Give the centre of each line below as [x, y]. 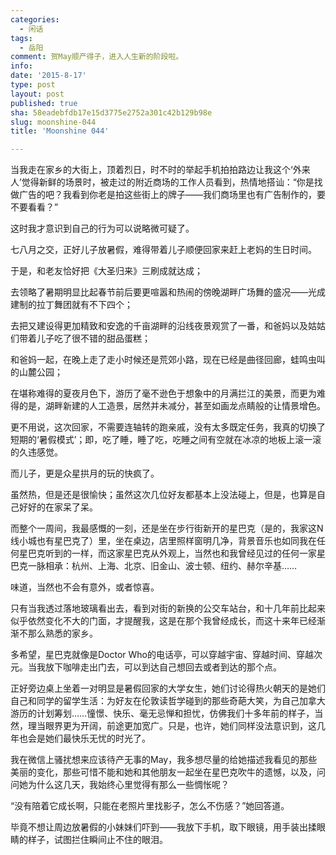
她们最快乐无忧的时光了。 [97, 738]
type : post [33, 85]
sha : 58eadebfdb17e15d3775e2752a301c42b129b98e [111, 112]
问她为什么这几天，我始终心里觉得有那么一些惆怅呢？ [120, 785]
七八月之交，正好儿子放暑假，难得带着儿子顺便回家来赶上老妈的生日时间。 [163, 250]
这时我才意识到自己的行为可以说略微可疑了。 [102, 228]
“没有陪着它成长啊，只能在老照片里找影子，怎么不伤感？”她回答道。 [150, 806]
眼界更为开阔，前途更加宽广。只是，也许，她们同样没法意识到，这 [180, 726]
